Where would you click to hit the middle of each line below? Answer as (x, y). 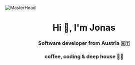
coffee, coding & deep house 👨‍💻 (84, 57)
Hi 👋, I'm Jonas (84, 28)
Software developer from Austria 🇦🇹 (84, 43)
